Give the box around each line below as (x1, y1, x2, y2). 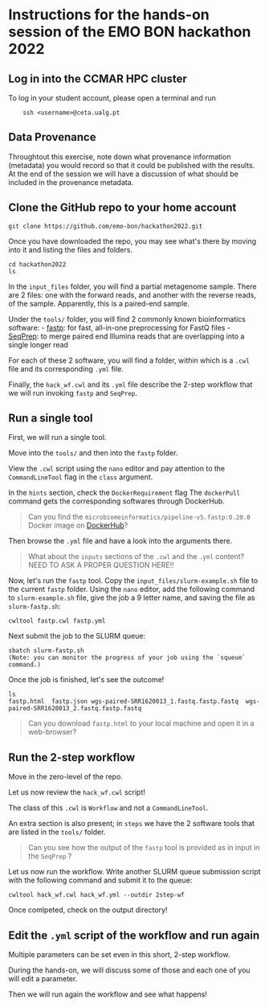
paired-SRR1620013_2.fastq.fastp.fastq (8, 705, 142, 713)
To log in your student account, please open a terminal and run (8, 93, 217, 102)
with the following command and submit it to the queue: (8, 875, 193, 886)
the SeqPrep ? (27, 851, 72, 861)
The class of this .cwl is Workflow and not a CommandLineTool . (8, 803, 209, 813)
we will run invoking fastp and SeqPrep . (8, 388, 138, 397)
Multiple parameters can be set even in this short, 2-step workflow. (8, 950, 230, 960)
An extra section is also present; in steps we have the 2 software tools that (8, 819, 255, 828)
